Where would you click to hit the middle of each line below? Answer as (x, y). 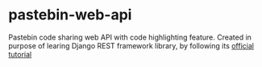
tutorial (20, 54)
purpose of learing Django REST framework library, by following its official (131, 45)
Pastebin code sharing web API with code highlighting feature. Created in (130, 37)
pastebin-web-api (70, 15)
